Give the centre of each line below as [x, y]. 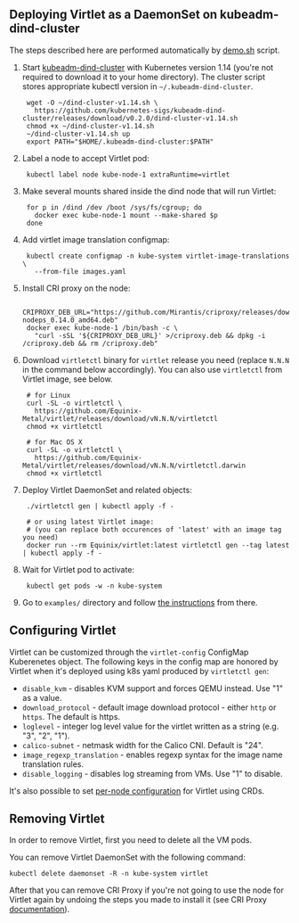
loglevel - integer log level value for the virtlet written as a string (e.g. [150, 726]
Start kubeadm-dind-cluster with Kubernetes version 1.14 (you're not [148, 67]
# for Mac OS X [54, 442]
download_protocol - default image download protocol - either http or [149, 707]
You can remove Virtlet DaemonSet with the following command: [128, 857]
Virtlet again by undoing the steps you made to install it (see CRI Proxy [138, 900]
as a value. [42, 697]
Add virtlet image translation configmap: [96, 239]
